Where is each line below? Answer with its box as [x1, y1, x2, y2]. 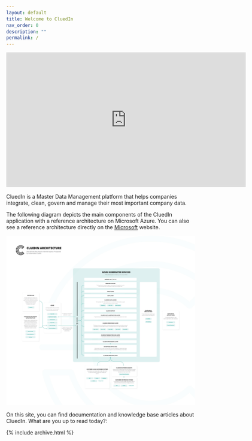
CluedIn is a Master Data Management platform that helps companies [6, 193, 178, 200]
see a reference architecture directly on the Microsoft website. [6, 224, 160, 231]
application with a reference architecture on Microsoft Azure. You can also [6, 217, 190, 224]
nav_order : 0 [6, 22, 39, 28]
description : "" [6, 29, 47, 35]
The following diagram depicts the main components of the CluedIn [6, 211, 172, 218]
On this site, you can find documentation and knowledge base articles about [6, 410, 195, 418]
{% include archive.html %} [6, 428, 74, 436]
